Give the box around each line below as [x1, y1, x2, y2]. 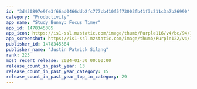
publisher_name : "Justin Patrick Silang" [6, 47, 109, 53]
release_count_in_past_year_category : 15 [6, 69, 109, 74]
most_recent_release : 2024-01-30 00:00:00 [6, 57, 111, 63]
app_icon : [6, 30, 30, 36]
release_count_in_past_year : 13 [6, 63, 85, 69]
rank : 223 [6, 52, 30, 58]
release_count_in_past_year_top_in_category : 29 [6, 74, 127, 80]
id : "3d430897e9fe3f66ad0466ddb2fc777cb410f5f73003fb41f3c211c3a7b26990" [6, 8, 191, 15]
